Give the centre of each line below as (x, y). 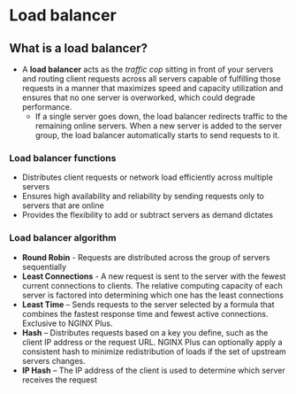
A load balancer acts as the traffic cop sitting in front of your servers (148, 69)
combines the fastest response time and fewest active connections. (145, 313)
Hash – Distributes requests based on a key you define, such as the (145, 332)
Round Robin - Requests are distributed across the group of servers (146, 257)
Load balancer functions (63, 158)
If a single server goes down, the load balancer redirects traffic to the (161, 116)
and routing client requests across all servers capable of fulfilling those (151, 79)
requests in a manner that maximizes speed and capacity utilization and (152, 88)
